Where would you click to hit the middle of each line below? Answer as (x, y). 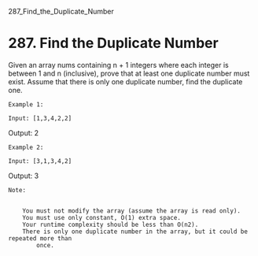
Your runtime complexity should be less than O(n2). (111, 224)
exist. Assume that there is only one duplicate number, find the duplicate (125, 81)
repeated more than (40, 238)
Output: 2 (24, 132)
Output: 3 (24, 176)
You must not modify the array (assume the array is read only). (132, 211)
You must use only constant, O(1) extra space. (101, 217)
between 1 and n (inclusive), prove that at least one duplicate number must (129, 73)
